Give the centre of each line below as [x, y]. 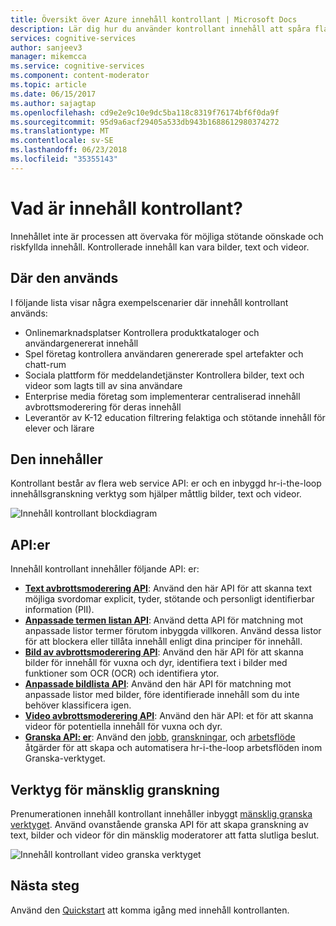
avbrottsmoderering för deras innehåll [103, 407]
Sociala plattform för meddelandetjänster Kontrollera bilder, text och [164, 375]
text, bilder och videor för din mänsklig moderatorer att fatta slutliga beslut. [165, 835]
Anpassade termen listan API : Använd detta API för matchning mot [163, 620]
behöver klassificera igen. [78, 705]
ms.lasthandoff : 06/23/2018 [69, 150]
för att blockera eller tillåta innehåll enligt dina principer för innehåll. [163, 642]
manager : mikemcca [48, 57]
